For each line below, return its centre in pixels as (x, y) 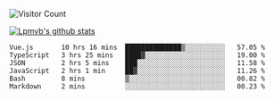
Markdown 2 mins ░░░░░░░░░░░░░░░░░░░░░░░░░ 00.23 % (137, 87)
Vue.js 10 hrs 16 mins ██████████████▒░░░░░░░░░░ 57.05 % (137, 47)
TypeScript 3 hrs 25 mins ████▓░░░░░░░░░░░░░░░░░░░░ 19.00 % (137, 55)
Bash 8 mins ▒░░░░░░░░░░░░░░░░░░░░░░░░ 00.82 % (137, 79)
